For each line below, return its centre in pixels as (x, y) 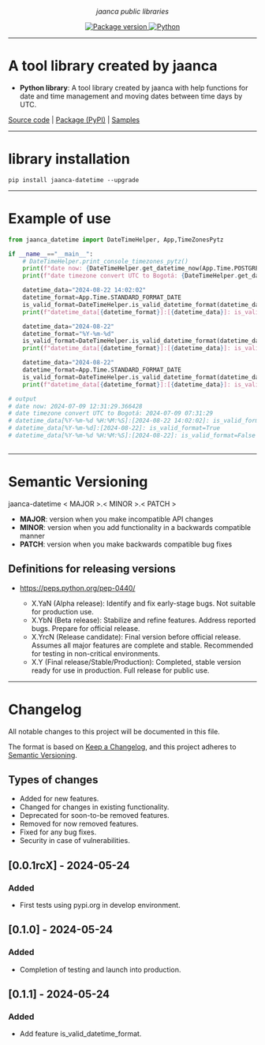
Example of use (60, 219)
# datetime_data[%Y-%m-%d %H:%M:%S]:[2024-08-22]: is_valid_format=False (132, 436)
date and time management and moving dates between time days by (131, 96)
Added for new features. (59, 799)
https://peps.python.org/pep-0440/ (77, 588)
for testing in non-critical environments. (95, 653)
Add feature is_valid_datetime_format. (80, 1034)
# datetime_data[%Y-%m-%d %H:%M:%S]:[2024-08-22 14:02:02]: (109, 421)
